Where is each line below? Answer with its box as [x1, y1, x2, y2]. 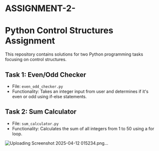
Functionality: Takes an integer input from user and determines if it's [12, 88, 149, 94]
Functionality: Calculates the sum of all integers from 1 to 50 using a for [12, 125, 154, 131]
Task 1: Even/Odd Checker [5, 71, 86, 79]
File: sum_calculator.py [12, 121, 59, 126]
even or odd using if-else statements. [12, 93, 87, 99]
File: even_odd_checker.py [12, 83, 64, 89]
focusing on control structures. [5, 57, 67, 62]
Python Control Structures [5, 25, 113, 36]
